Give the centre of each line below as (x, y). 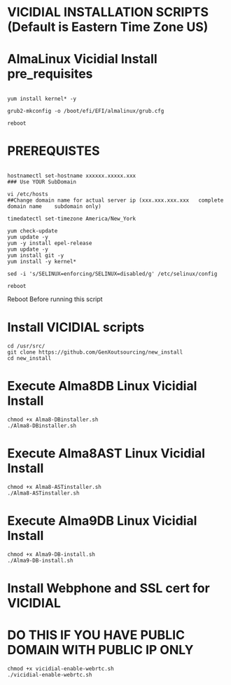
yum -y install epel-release (50, 243)
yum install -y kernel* (42, 262)
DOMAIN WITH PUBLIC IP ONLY (100, 650)
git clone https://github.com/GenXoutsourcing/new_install (95, 352)
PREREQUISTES (54, 151)
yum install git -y (36, 256)
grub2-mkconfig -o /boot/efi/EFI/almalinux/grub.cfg (86, 111)
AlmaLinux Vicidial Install (82, 59)
